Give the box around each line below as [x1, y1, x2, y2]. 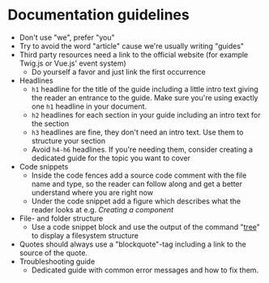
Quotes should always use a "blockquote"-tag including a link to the [19, 239, 246, 249]
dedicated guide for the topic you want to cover [31, 152, 191, 163]
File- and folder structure [19, 213, 104, 223]
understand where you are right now [31, 187, 154, 197]
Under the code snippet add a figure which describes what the [31, 196, 241, 206]
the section [31, 118, 70, 128]
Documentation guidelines [7, 6, 190, 24]
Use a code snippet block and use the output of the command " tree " [31, 221, 261, 232]
